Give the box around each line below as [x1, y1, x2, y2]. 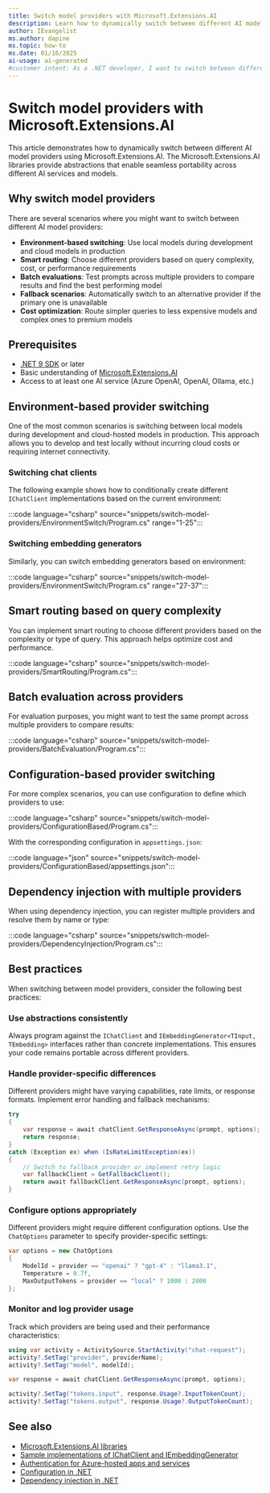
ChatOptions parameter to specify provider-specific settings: [8, 1231, 209, 1241]
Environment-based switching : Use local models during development [19, 237, 253, 247]
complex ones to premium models [19, 314, 133, 324]
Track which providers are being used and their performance [8, 1321, 211, 1331]
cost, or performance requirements [19, 263, 137, 272]
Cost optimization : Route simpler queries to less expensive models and [19, 306, 257, 315]
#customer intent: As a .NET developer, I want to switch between [8, 64, 235, 73]
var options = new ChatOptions [8, 1247, 113, 1255]
